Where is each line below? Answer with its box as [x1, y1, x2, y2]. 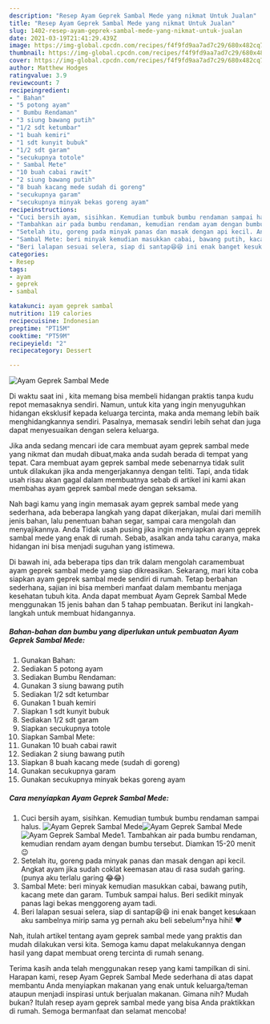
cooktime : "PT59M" [9, 332, 71, 340]
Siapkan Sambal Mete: [20, 732, 95, 742]
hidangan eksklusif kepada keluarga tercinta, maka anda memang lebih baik [9, 408, 260, 418]
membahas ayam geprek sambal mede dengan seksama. [9, 484, 198, 493]
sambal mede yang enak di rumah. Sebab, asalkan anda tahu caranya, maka [9, 533, 261, 543]
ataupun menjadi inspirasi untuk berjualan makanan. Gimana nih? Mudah [9, 990, 249, 999]
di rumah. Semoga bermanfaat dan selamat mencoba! [9, 1006, 187, 1016]
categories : [9, 250, 49, 258]
